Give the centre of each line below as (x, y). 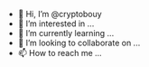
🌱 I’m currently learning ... (66, 33)
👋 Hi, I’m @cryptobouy (60, 14)
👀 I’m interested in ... (56, 24)
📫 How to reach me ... (60, 53)
